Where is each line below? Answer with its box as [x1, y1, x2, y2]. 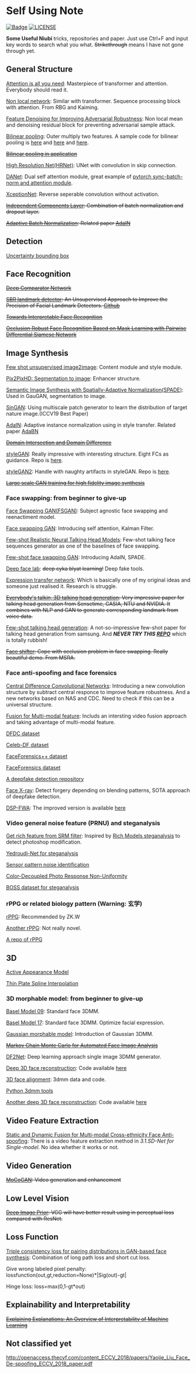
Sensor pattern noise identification [6, 861, 90, 868]
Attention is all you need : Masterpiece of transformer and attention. [6, 80, 169, 87]
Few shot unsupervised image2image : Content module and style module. [6, 363, 183, 371]
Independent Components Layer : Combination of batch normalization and [6, 202, 184, 209]
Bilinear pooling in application [6, 150, 77, 157]
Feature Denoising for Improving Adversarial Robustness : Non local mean [6, 115, 183, 122]
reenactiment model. [6, 514, 56, 521]
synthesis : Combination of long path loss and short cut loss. [6, 1253, 151, 1261]
